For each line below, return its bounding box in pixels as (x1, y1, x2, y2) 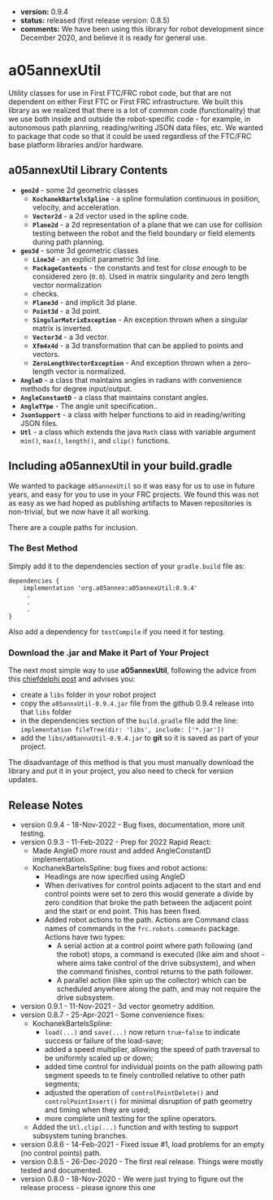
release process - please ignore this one (19, 1182, 156, 1192)
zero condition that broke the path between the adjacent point (44, 898, 252, 907)
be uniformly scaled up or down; (44, 1053, 154, 1063)
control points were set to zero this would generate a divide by (44, 889, 254, 898)
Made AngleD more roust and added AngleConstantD (32, 846, 211, 855)
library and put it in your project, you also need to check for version (8, 766, 234, 776)
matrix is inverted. (32, 323, 93, 333)
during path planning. (32, 237, 105, 246)
